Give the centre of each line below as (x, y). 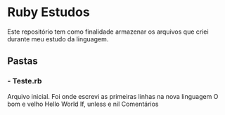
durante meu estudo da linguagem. (58, 39)
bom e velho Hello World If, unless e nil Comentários (83, 104)
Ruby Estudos (49, 12)
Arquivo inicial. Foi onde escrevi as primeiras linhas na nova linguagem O (113, 96)
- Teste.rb (25, 81)
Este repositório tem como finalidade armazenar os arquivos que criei (108, 32)
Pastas (23, 61)
